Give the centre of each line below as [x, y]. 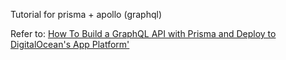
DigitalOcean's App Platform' [70, 44]
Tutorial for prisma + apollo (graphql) [86, 14]
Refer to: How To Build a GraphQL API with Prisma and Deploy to [143, 33]
